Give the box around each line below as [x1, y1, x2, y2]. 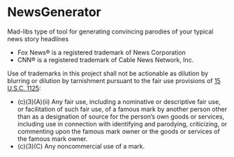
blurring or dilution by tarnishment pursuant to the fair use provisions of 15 [7, 76, 221, 84]
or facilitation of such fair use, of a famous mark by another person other [17, 105, 228, 113]
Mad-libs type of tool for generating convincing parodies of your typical [7, 27, 214, 36]
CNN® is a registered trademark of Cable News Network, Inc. [17, 55, 194, 63]
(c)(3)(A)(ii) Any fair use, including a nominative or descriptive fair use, [17, 97, 221, 105]
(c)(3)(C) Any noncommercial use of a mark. [17, 142, 145, 150]
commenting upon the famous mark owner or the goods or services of [17, 127, 220, 135]
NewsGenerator [7, 4, 101, 20]
